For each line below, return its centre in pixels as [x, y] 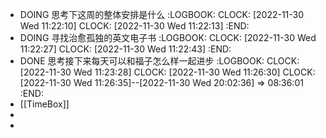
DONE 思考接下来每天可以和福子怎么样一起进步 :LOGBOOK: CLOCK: [159, 61]
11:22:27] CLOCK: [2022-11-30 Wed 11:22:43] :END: [125, 49]
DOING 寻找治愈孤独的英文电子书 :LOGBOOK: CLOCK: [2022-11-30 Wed [168, 37]
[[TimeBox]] [44, 104]
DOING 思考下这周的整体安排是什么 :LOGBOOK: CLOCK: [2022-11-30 [162, 14]
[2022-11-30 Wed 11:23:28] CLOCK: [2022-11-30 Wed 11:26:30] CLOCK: [167, 72]
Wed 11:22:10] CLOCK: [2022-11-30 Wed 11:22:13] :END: [134, 26]
